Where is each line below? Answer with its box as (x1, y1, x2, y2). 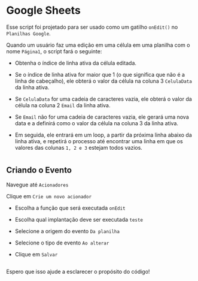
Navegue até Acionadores (6, 181, 69, 188)
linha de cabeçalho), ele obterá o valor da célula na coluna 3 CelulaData (14, 77, 193, 84)
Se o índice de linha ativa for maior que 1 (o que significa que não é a (14, 71, 185, 78)
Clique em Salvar (14, 250, 58, 258)
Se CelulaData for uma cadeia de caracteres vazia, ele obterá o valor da (14, 95, 193, 102)
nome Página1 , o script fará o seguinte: (6, 47, 102, 55)
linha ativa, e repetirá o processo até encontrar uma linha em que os (14, 137, 184, 144)
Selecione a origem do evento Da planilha (14, 227, 120, 234)
